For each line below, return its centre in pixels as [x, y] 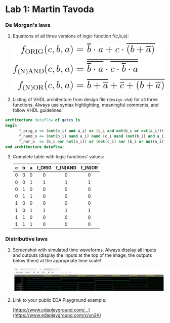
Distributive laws [27, 239]
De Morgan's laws [28, 25]
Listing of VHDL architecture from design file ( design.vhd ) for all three [85, 100]
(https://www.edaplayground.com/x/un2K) [57, 315]
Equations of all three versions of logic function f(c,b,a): [71, 36]
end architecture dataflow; [35, 147]
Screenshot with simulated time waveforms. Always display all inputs [84, 250]
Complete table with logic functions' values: [58, 156]
